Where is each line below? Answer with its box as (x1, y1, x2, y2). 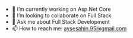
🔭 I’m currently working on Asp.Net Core (11, 6, 111, 12)
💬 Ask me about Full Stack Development (11, 18, 110, 25)
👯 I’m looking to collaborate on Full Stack (11, 12, 112, 19)
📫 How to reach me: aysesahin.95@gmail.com (11, 25, 127, 32)
